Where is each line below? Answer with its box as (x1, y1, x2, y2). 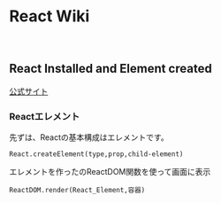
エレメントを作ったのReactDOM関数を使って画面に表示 (9, 167, 211, 177)
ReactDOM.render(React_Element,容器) (9, 186, 146, 195)
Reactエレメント (9, 110, 80, 122)
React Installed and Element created (9, 61, 212, 76)
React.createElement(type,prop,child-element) (9, 150, 184, 159)
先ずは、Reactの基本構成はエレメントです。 (9, 132, 170, 143)
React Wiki (9, 6, 90, 27)
